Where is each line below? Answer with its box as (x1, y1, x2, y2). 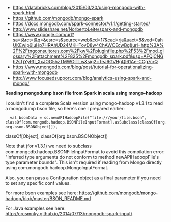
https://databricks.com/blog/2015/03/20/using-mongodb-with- (12, 5, 146, 10)
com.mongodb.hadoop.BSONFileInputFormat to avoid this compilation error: (5, 149, 165, 155)
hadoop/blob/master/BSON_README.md (5, 195, 91, 201)
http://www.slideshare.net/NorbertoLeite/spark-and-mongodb (12, 26, 144, 32)
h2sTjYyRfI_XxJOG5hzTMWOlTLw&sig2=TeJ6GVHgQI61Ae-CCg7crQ (12, 59, 158, 64)
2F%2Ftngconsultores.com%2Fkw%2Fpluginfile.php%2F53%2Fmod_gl (12, 48, 164, 54)
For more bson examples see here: (5, 190, 78, 196)
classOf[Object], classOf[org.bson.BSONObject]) (5, 133, 108, 139)
